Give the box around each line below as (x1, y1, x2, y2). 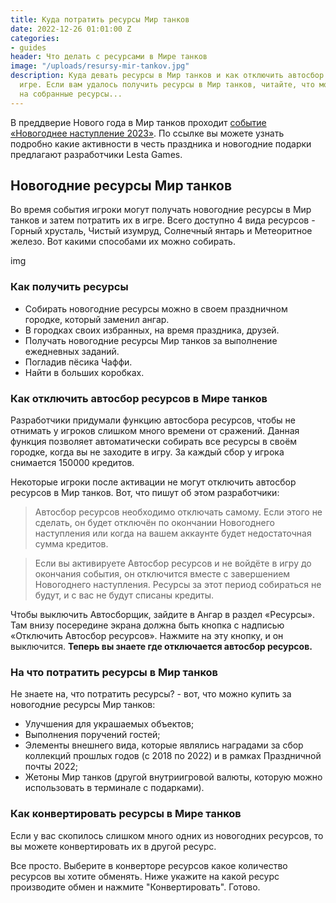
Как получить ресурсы (10, 280, 129, 294)
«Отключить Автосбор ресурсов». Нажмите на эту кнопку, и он (10, 630, 284, 642)
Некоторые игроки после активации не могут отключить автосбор (10, 476, 297, 488)
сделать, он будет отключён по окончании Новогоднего (34, 517, 275, 529)
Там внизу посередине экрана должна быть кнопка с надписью (10, 619, 285, 631)
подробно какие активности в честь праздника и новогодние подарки (10, 137, 312, 150)
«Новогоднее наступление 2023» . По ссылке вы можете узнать (10, 127, 285, 139)
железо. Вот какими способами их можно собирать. (10, 236, 236, 248)
